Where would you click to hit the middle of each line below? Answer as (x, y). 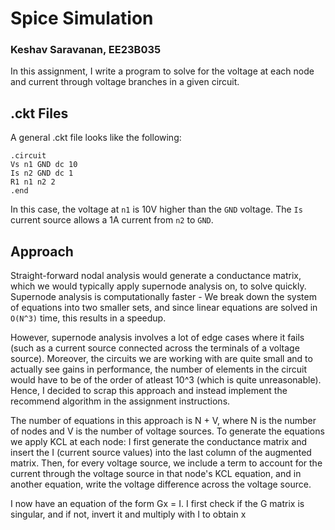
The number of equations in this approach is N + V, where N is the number (163, 421)
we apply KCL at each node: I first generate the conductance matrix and (159, 442)
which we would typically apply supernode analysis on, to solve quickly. (158, 286)
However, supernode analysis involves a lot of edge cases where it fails (157, 338)
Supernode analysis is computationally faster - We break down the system (163, 297)
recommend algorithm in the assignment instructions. (120, 401)
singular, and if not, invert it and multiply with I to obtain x (128, 514)
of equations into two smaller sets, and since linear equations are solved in (164, 308)
